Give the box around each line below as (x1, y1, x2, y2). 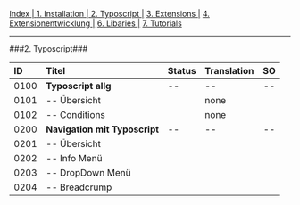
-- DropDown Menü (46, 167, 131, 178)
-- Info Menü (46, 152, 103, 164)
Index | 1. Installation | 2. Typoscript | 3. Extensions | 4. (9, 9, 210, 19)
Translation (204, 65, 254, 77)
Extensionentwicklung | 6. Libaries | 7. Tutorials (9, 18, 183, 29)
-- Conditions (46, 109, 105, 120)
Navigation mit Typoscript (46, 123, 159, 135)
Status (167, 65, 196, 77)
